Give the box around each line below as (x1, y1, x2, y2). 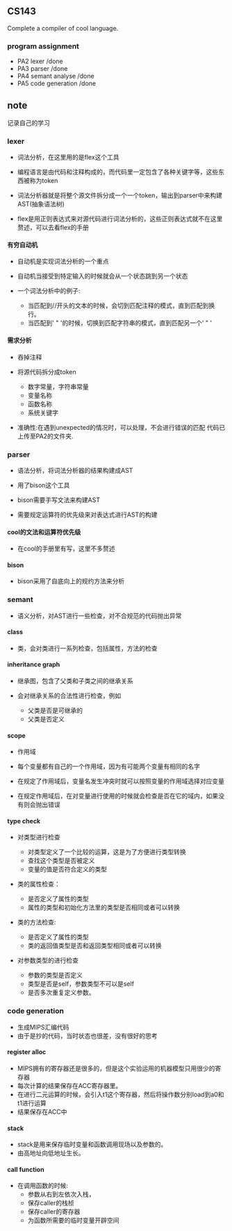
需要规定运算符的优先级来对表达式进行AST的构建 (17, 510, 158, 519)
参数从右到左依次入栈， (27, 1190, 95, 1198)
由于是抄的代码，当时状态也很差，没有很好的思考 (17, 1031, 158, 1040)
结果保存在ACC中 (17, 1107, 67, 1116)
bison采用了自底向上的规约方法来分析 (17, 577, 125, 585)
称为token (29, 176, 58, 185)
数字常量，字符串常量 (27, 382, 89, 391)
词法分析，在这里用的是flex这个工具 (17, 153, 119, 162)
